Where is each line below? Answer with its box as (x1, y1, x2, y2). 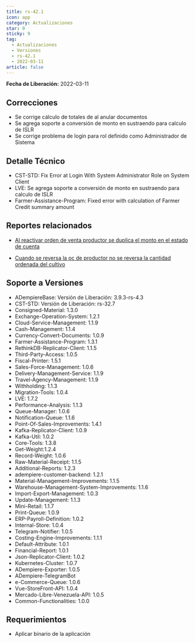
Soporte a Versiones (6, 278, 83, 288)
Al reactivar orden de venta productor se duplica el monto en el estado (14, 236, 188, 244)
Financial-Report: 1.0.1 (14, 547, 69, 554)
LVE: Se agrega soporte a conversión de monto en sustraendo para (14, 185, 180, 191)
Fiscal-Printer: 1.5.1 (14, 357, 61, 364)
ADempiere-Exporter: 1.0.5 (14, 566, 80, 573)
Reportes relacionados (6, 221, 92, 231)
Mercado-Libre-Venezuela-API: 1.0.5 (14, 591, 104, 598)
